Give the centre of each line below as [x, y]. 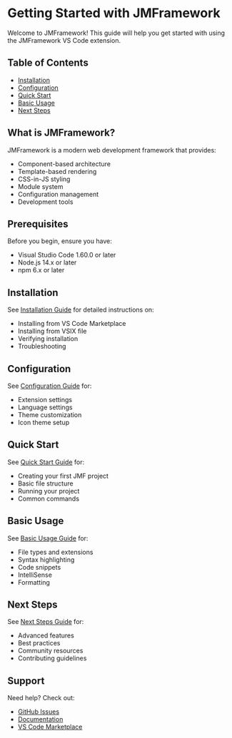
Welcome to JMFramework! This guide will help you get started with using [116, 33]
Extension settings [45, 400]
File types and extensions [55, 552]
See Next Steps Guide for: [46, 622]
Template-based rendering [57, 171]
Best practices [39, 643]
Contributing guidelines [52, 658]
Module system [40, 186]
